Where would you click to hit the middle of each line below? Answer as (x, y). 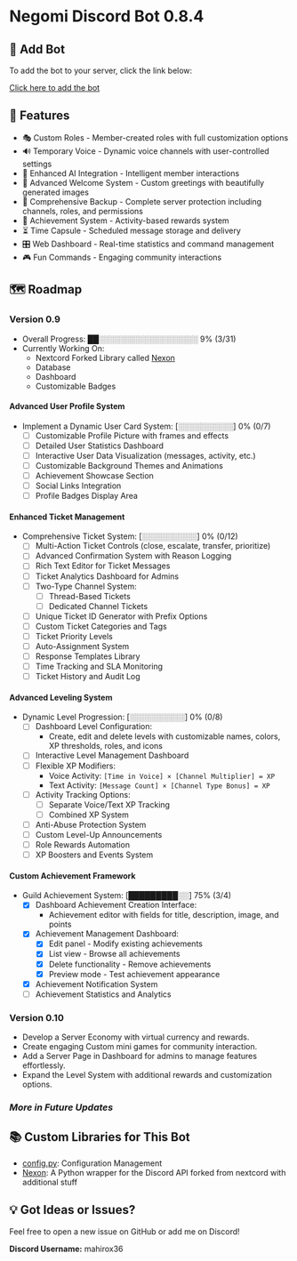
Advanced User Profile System (67, 406)
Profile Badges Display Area (86, 496)
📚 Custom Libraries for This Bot (100, 1137)
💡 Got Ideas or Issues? (72, 1210)
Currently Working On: (63, 348)
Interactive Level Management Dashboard (112, 755)
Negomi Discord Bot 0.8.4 (107, 16)
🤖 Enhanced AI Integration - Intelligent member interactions (131, 173)
